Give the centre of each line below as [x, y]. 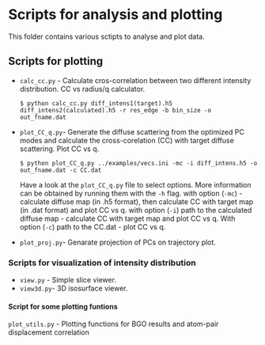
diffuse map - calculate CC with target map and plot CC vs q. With [127, 218]
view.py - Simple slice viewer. [68, 280]
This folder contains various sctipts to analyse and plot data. [106, 36]
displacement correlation [49, 332]
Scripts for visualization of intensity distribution [102, 263]
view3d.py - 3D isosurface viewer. [74, 288]
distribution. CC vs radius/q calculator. [82, 89]
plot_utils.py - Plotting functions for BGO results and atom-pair [114, 324]
